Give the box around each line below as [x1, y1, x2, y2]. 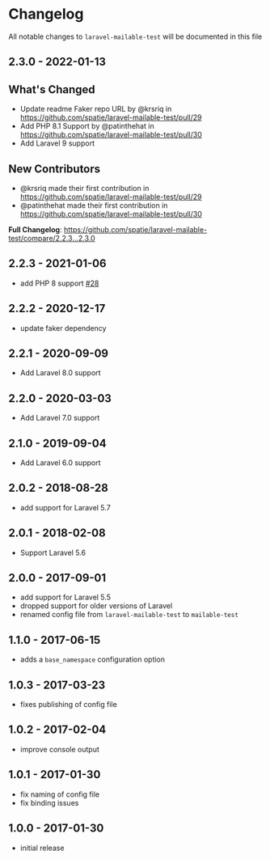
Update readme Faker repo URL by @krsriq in [19, 104, 172, 114]
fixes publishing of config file [19, 700, 117, 709]
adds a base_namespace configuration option [19, 654, 166, 664]
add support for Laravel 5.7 [19, 502, 111, 512]
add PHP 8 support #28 [19, 278, 99, 288]
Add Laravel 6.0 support [19, 458, 101, 468]
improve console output [19, 744, 99, 754]
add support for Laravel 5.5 [19, 592, 112, 603]
